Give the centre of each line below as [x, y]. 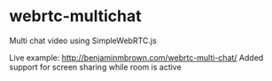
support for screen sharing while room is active [95, 67]
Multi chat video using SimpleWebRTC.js [83, 40]
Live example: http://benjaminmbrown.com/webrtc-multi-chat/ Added [136, 57]
